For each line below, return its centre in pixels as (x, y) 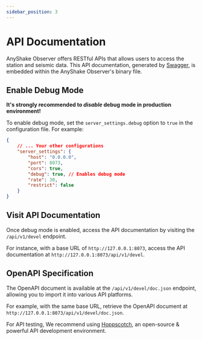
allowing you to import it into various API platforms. (70, 294)
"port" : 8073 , (46, 163)
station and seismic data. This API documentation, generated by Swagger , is (101, 65)
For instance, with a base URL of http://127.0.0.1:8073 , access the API (96, 248)
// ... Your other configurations (60, 146)
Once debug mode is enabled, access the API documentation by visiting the (100, 229)
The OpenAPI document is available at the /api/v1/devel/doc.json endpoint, (101, 288)
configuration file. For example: (45, 129)
